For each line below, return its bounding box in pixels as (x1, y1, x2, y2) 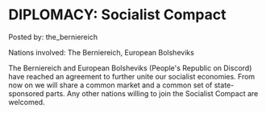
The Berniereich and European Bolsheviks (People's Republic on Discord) (8, 63, 252, 73)
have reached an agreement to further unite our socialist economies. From (8, 71, 256, 81)
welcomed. (8, 97, 46, 107)
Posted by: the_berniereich (8, 32, 98, 42)
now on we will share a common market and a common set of (8, 80, 213, 90)
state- (214, 80, 235, 90)
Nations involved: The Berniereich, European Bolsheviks (8, 47, 195, 57)
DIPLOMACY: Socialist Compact (8, 6, 227, 24)
